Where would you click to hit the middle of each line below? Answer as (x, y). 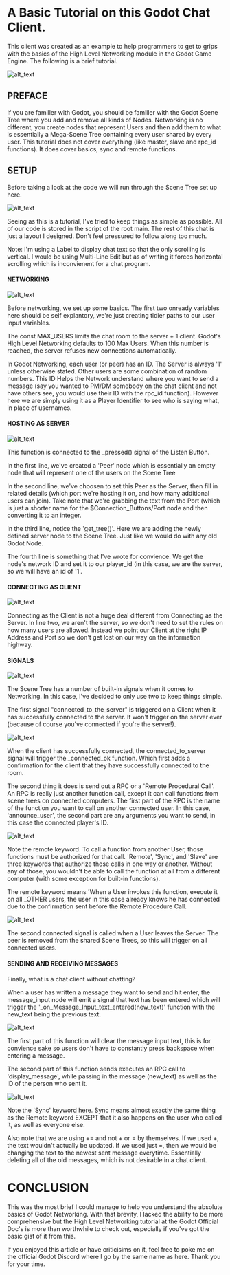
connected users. (32, 948)
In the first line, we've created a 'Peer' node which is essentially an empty (111, 465)
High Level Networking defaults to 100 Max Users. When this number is (108, 343)
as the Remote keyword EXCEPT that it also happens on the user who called (114, 1117)
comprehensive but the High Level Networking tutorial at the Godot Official (113, 1221)
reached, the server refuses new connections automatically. (92, 350)
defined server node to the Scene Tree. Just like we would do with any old (112, 536)
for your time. (26, 1264)
